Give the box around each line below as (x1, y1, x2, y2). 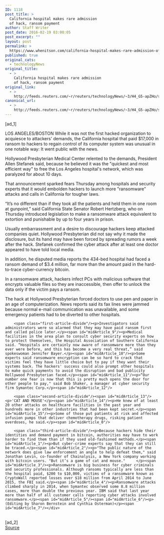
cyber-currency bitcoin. (22, 266, 70, 272)
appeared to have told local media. (5, 246, 75, 253)
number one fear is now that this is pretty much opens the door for (5, 377, 150, 382)
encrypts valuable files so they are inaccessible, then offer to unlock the (5, 281, 150, 287)
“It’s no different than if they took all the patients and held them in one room (5, 201, 157, 206)
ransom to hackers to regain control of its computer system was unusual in (5, 141, 155, 147)
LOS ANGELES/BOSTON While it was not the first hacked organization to (5, 130, 151, 136)
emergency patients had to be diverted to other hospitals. (5, 311, 121, 317)
